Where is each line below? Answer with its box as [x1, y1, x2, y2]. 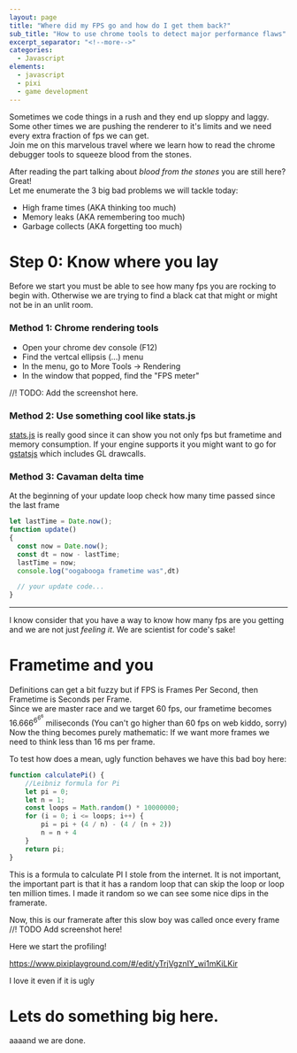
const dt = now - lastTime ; [17, 550, 121, 558]
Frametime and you [9, 656, 155, 675]
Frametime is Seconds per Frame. [9, 694, 133, 704]
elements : [9, 63, 46, 72]
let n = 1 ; [25, 796, 65, 804]
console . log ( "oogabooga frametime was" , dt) [17, 566, 179, 575]
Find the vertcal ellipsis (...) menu [21, 351, 144, 362]
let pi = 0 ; [25, 787, 69, 796]
